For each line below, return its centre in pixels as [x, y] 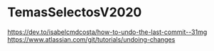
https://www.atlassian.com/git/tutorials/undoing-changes [91, 39]
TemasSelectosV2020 [75, 12]
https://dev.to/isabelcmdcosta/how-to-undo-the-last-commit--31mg [107, 32]
